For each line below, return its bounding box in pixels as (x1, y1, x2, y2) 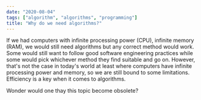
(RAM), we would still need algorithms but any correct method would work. (6, 43, 194, 50)
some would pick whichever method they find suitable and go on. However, (6, 56, 196, 64)
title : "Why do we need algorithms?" (6, 20, 102, 26)
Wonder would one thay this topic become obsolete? (6, 87, 139, 95)
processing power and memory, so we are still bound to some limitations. (6, 69, 190, 76)
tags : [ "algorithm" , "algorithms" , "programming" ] (6, 15, 138, 21)
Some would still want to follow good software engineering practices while (6, 50, 194, 57)
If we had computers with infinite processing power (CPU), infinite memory (6, 37, 194, 44)
